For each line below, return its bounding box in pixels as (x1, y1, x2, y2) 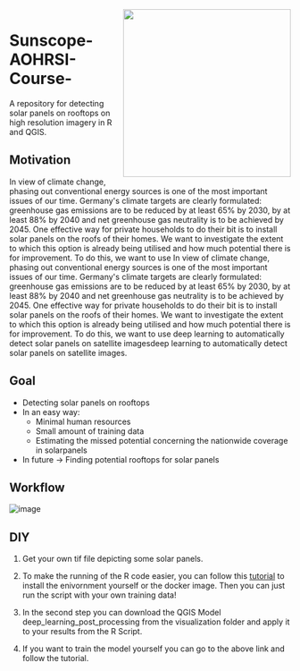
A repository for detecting (9, 98, 104, 108)
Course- (9, 69, 73, 89)
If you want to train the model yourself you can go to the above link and (21, 643, 286, 654)
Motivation (9, 152, 71, 168)
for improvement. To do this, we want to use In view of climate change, (9, 252, 271, 263)
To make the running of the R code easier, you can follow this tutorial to (21, 571, 285, 582)
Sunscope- (9, 30, 94, 51)
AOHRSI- (9, 49, 77, 70)
